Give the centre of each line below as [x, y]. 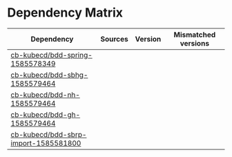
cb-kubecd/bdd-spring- [52, 55]
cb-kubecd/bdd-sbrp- [49, 134]
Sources [114, 39]
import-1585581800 [46, 143]
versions [194, 43]
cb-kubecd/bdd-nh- [46, 95]
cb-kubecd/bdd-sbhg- [49, 75]
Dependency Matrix [65, 13]
